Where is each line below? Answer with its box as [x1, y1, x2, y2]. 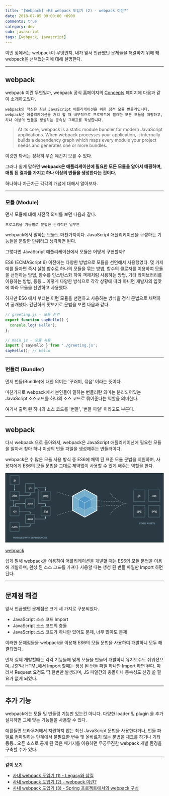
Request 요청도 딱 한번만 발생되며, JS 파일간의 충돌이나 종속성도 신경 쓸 [14, 669, 156, 675]
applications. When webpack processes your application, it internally [17, 131, 160, 138]
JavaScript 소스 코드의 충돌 [12, 623, 67, 629]
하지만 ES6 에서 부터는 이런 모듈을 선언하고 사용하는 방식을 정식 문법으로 [5, 295, 147, 301]
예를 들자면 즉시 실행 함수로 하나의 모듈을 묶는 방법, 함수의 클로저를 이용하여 [5, 266, 154, 272]
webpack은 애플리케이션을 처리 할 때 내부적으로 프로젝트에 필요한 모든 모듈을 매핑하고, [5, 112, 163, 117]
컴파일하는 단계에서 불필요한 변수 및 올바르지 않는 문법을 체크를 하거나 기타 [14, 734, 161, 740]
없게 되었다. [14, 675, 38, 681]
